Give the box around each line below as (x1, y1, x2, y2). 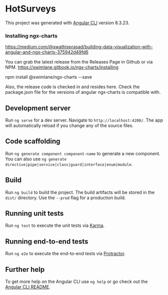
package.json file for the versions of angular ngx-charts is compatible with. (5, 89, 161, 95)
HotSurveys (5, 3, 56, 15)
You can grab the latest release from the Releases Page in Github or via (5, 59, 153, 65)
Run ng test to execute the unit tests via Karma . (5, 222, 105, 228)
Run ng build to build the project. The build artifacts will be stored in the (5, 189, 155, 195)
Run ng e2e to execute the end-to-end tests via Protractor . (5, 251, 126, 257)
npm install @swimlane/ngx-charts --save (5, 74, 92, 80)
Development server (5, 104, 71, 112)
